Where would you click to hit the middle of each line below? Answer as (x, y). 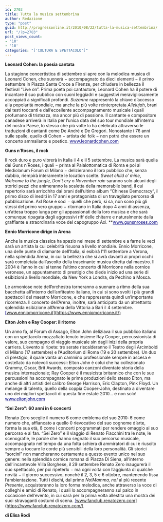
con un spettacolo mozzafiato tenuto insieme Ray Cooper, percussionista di (81, 336)
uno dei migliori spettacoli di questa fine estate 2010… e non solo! (71, 393)
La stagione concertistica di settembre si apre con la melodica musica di (77, 74)
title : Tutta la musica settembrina (42, 14)
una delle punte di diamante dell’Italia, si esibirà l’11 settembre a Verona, (77, 251)
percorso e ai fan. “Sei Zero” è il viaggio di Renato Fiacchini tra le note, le (78, 433)
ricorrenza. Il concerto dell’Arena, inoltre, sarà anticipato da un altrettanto (78, 302)
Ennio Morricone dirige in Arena (38, 232)
